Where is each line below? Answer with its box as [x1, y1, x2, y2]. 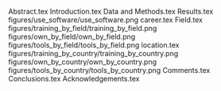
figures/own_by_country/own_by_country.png [8, 57, 157, 66]
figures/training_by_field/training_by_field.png [8, 24, 157, 32]
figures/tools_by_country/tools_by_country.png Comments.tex [8, 66, 211, 74]
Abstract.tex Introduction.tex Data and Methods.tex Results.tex [8, 7, 214, 16]
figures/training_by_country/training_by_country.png [8, 49, 179, 58]
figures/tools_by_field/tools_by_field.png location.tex [8, 40, 180, 50]
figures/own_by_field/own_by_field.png [8, 32, 136, 41]
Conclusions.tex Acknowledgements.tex [8, 74, 140, 83]
